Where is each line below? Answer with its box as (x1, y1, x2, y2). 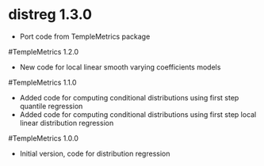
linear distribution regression (19, 118, 114, 127)
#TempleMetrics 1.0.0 (8, 133, 79, 143)
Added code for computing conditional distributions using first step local (19, 109, 257, 119)
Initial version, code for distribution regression (19, 149, 170, 158)
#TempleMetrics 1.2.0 (8, 47, 79, 56)
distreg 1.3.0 (8, 6, 93, 24)
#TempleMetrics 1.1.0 (8, 77, 77, 87)
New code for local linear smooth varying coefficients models (19, 62, 221, 72)
